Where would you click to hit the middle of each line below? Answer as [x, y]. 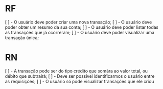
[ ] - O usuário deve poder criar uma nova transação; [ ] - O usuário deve [79, 22]
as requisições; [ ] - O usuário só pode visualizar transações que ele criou [80, 81]
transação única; [22, 38]
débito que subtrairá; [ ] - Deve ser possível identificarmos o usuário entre [80, 76]
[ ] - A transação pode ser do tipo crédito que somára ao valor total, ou [76, 71]
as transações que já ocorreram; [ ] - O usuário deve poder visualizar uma [80, 32]
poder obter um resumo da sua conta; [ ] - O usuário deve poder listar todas [82, 27]
